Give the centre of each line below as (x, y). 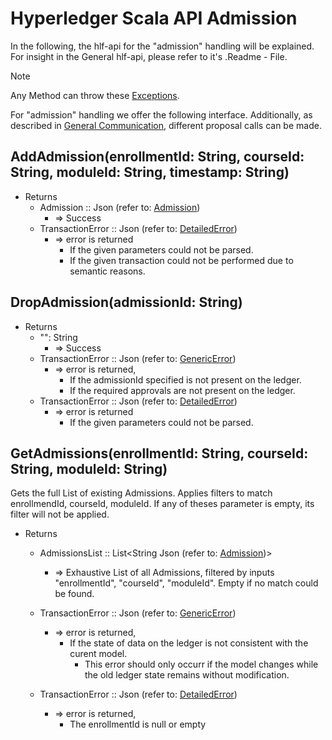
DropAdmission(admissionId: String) (126, 302)
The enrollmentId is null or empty (138, 724)
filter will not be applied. (60, 514)
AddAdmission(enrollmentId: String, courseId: (157, 157)
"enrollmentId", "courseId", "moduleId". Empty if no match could (186, 583)
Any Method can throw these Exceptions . (95, 95)
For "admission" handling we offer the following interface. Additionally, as (161, 114)
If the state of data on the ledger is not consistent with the (189, 643)
